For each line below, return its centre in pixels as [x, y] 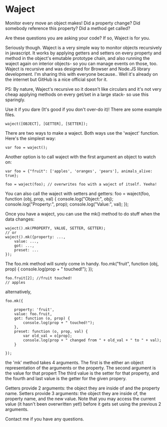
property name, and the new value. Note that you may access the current [81, 399]
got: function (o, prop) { [42, 318]
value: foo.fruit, [33, 314]
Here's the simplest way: [31, 138]
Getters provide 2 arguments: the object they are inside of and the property [83, 388]
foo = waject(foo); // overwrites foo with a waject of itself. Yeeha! [81, 184]
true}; [12, 176]
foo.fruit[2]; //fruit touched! [39, 278]
